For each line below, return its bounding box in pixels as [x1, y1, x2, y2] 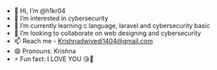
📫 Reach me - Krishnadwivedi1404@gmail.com [13, 37, 154, 45]
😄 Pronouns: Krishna [13, 47, 76, 55]
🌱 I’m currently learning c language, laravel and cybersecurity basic [13, 22, 210, 29]
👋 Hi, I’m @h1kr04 [13, 7, 66, 15]
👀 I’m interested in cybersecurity [13, 14, 108, 22]
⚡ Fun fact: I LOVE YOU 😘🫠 [13, 55, 94, 63]
